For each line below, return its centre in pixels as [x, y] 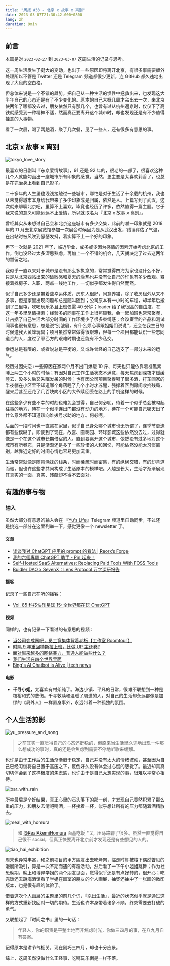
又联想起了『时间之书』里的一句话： [43, 920]
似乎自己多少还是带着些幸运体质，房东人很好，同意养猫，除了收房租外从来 [83, 294]
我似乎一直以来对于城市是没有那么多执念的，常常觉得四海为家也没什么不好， [85, 270]
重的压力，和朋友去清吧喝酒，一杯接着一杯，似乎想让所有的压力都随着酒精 [83, 806]
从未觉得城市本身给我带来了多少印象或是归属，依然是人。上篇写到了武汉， [83, 200]
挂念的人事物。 [21, 119]
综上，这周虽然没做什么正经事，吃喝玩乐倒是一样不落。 [63, 958]
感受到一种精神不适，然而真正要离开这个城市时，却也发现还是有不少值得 [89, 113]
